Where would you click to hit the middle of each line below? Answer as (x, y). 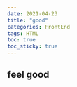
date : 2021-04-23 (33, 14)
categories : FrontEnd (39, 27)
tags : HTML (23, 33)
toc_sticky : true (33, 46)
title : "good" (28, 20)
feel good (28, 75)
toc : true (22, 40)
